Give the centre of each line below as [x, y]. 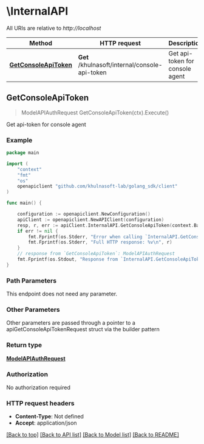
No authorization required [39, 387]
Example [19, 140]
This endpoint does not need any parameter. [62, 294]
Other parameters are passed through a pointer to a [71, 323]
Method [41, 43]
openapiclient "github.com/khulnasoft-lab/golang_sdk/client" [97, 186]
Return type [24, 345]
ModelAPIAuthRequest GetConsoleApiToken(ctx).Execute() [95, 112]
